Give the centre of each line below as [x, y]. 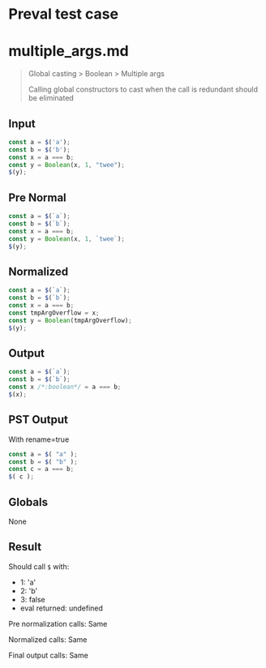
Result [25, 547]
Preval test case [64, 14]
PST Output [39, 420]
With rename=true [39, 439]
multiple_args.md [69, 51]
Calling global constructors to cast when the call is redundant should [143, 89]
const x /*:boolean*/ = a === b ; [65, 387]
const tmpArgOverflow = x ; [54, 313]
